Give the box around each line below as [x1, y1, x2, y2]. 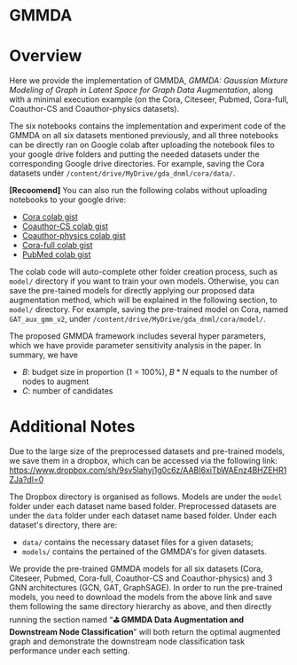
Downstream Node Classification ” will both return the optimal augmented [9, 627, 281, 638]
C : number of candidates [21, 386, 113, 396]
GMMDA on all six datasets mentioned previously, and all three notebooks [9, 130, 279, 141]
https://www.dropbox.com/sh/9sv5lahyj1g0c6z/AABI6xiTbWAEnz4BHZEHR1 [9, 465, 287, 475]
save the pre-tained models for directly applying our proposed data [9, 286, 255, 296]
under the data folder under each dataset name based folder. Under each [9, 511, 277, 521]
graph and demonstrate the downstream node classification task [9, 636, 246, 647]
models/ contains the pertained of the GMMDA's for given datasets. [21, 546, 268, 557]
